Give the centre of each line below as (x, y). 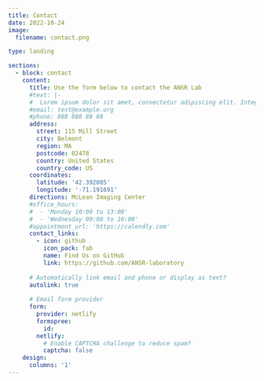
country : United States (75, 161)
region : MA (54, 146)
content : (37, 80)
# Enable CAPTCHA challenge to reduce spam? (117, 343)
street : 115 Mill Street (77, 132)
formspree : (54, 321)
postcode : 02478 (63, 153)
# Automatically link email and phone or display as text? (127, 277)
